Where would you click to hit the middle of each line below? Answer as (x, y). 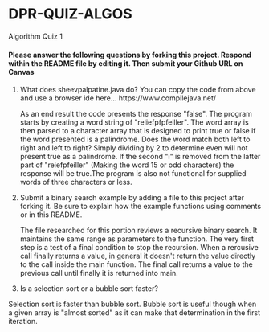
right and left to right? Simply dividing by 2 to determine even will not (134, 148)
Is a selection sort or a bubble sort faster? (89, 289)
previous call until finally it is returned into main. (99, 273)
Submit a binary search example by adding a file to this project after (132, 198)
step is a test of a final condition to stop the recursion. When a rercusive (139, 248)
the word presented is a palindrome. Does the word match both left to (135, 139)
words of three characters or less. (76, 182)
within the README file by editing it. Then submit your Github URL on (126, 63)
